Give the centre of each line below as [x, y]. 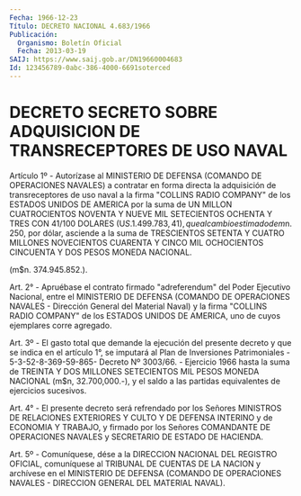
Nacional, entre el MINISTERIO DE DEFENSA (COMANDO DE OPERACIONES [150, 296]
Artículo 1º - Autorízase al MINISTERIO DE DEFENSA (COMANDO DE [136, 176]
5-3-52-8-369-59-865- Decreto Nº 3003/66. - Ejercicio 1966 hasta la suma [150, 362]
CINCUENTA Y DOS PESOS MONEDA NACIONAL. [101, 252]
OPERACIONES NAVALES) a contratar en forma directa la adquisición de [143, 185]
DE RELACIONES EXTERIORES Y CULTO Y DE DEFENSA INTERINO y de [141, 417]
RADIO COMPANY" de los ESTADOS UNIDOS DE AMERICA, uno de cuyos [145, 315]
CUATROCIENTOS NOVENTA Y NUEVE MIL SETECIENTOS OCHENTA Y [141, 213]
